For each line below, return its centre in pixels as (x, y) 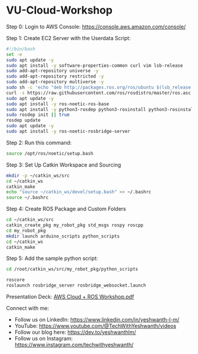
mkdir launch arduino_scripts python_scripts (63, 236)
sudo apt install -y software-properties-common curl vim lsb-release (95, 66)
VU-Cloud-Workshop (60, 10)
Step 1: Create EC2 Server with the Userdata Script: (68, 38)
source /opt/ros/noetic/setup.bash (50, 153)
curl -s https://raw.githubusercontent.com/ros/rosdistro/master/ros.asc (99, 93)
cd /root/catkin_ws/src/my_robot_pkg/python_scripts (72, 269)
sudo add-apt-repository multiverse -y (55, 82)
